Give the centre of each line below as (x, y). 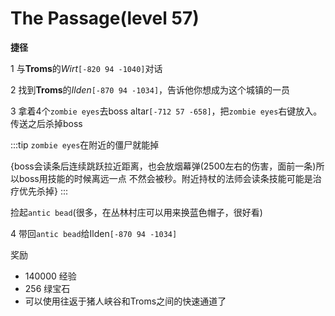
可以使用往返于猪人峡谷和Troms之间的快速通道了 (125, 301)
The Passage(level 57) (105, 18)
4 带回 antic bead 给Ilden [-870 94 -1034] (94, 233)
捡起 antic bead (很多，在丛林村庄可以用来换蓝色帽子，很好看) (136, 212)
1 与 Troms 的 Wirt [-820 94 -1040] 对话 (86, 68)
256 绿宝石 (47, 288)
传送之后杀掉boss (46, 123)
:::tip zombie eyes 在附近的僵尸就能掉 (85, 144)
